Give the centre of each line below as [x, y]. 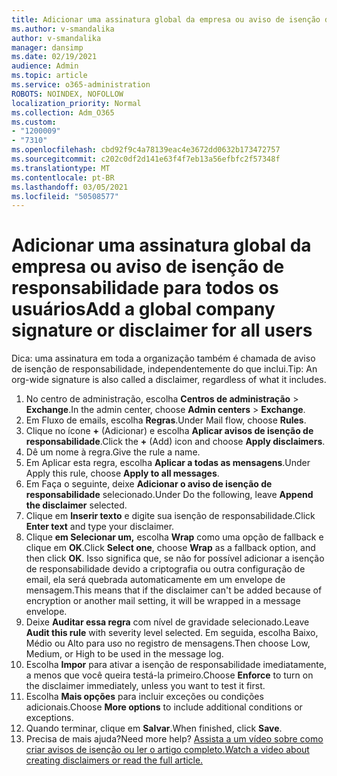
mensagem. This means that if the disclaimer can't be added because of [174, 590]
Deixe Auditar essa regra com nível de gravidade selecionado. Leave [167, 622]
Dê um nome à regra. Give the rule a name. [113, 452]
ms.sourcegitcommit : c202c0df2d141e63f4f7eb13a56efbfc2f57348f [146, 159]
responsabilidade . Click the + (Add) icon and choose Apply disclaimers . [175, 442]
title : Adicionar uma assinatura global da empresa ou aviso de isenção [166, 19]
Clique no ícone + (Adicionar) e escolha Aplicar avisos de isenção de [169, 431]
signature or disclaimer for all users [162, 330]
